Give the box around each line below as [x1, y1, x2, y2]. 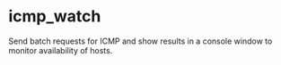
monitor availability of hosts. [8, 45, 113, 55]
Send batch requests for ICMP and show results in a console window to [8, 36, 273, 46]
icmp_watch [8, 6, 101, 27]
